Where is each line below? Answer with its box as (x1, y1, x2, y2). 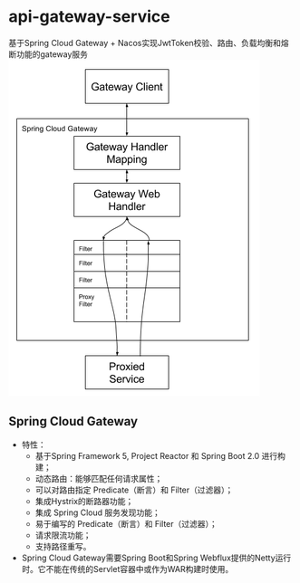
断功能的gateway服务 (8, 48, 88, 60)
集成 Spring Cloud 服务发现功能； (34, 507, 160, 518)
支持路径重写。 (34, 540, 92, 551)
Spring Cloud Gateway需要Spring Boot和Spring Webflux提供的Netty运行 (21, 552, 292, 563)
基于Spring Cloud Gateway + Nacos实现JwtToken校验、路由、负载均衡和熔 (8, 37, 289, 48)
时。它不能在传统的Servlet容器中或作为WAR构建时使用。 (21, 563, 234, 574)
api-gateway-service (8, 6, 170, 27)
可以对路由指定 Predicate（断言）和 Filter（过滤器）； (34, 484, 234, 495)
